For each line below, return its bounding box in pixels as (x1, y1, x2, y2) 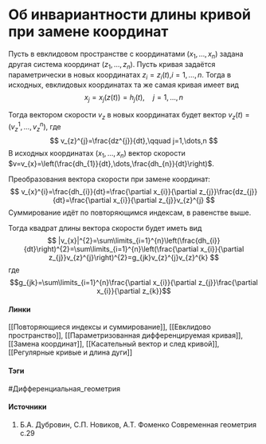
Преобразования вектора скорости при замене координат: (8, 174, 211, 184)
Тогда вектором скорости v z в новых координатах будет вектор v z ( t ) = (8, 110, 250, 121)
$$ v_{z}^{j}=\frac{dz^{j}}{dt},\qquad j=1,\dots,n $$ (49, 136, 218, 145)
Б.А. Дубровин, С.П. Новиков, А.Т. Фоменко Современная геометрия (19, 419, 257, 429)
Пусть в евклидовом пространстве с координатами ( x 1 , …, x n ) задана (8, 49, 244, 61)
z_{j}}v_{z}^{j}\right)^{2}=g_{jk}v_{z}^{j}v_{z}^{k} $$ (48, 253, 220, 263)
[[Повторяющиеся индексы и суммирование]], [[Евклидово (8, 322, 211, 332)
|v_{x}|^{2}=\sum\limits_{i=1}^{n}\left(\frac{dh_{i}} (58, 236, 221, 245)
